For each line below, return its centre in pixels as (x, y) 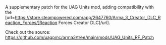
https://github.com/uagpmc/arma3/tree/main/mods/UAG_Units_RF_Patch (80, 37)
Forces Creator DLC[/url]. (84, 22)
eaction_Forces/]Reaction (31, 22)
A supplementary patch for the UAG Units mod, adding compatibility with (80, 7)
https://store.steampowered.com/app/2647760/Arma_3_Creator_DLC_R (88, 17)
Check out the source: (28, 32)
